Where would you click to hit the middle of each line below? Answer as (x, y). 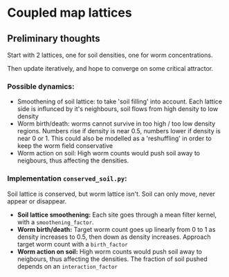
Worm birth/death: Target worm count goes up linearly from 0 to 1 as (116, 229)
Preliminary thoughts (54, 39)
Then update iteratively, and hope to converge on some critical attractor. (110, 68)
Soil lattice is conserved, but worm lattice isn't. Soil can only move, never (111, 194)
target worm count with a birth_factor (72, 244)
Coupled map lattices (70, 13)
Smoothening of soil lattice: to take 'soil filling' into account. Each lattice (120, 101)
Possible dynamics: (41, 86)
